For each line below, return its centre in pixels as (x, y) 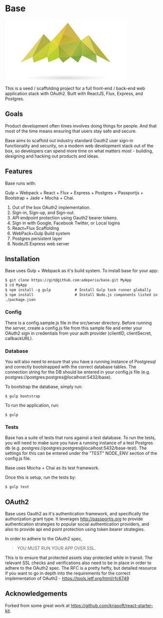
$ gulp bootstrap (23, 396)
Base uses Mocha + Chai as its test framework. (52, 468)
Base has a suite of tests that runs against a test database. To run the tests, (81, 438)
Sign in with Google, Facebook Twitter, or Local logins (66, 223)
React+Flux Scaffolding (36, 228)
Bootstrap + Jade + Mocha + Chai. (40, 198)
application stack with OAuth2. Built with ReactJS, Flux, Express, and (74, 93)
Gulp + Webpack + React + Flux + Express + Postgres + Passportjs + (74, 192)
